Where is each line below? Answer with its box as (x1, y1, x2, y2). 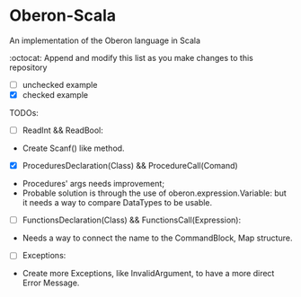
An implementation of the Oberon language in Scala (9, 35, 200, 46)
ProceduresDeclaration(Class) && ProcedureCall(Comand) (22, 161, 238, 171)
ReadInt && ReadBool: (22, 125, 103, 135)
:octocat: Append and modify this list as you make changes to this (9, 52, 253, 63)
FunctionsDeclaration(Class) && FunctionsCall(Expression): (22, 214, 241, 225)
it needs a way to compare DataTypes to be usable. (22, 197, 213, 208)
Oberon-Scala (9, 5, 117, 26)
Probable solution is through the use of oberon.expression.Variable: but (22, 188, 288, 198)
